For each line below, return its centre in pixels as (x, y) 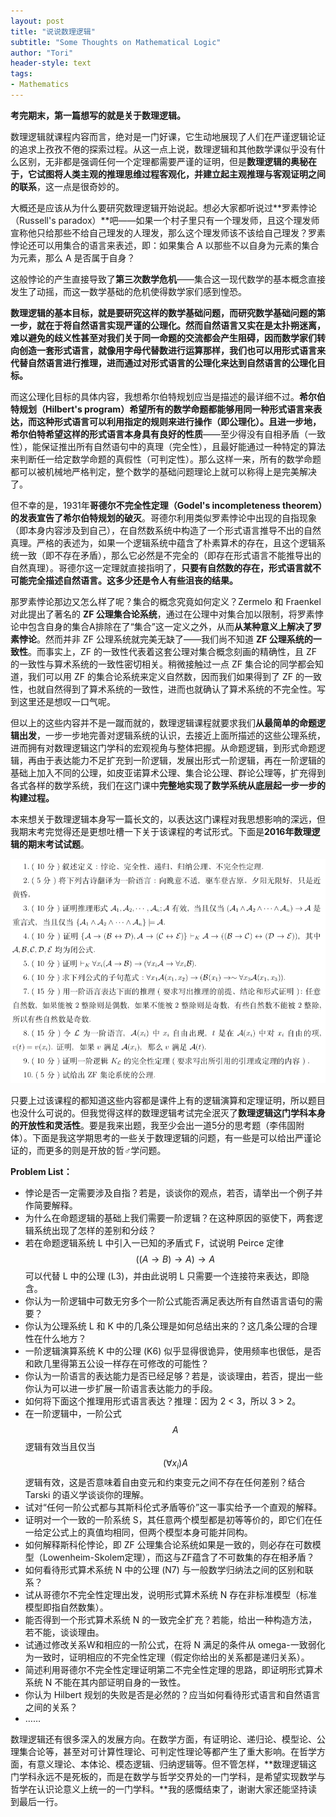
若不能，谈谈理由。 (64, 1632)
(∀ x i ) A (175, 1464)
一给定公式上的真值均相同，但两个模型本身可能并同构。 (138, 1532)
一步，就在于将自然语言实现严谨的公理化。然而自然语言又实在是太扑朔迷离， (168, 325)
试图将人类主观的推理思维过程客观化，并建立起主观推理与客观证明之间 (181, 174)
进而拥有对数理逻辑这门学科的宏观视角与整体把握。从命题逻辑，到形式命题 (163, 747)
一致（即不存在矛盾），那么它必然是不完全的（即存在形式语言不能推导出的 (170, 555)
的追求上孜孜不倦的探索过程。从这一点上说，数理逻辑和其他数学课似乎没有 (163, 149)
